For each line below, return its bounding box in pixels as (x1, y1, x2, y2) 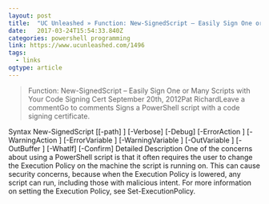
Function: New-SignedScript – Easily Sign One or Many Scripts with (27, 86, 251, 95)
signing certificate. (27, 111, 90, 121)
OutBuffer (8, 143, 41, 153)
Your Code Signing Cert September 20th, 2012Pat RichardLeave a (27, 94, 246, 104)
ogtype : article (8, 64, 62, 72)
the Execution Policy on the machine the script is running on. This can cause (8, 161, 260, 170)
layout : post (8, 11, 52, 20)
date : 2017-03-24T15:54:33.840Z (8, 26, 124, 34)
